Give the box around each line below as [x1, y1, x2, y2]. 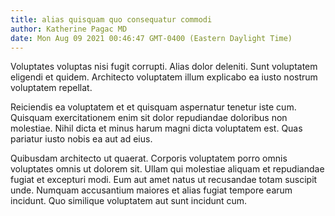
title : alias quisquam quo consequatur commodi [10, 14, 213, 25]
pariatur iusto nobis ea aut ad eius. [10, 133, 153, 145]
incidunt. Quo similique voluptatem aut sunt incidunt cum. [10, 195, 248, 207]
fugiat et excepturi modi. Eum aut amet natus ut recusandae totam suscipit [10, 174, 318, 186]
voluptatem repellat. [10, 82, 93, 94]
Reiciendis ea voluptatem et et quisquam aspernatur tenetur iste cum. [10, 101, 297, 113]
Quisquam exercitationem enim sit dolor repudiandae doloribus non [10, 112, 288, 124]
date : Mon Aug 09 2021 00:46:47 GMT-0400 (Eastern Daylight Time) [10, 33, 293, 43]
